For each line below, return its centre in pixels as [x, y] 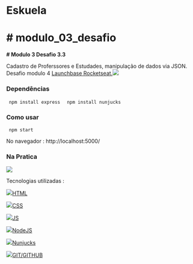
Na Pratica [22, 157]
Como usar [23, 118]
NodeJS [22, 230]
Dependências [28, 89]
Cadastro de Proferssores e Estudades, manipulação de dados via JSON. [97, 66]
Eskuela [26, 10]
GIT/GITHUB [28, 255]
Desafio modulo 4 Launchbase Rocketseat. [60, 73]
